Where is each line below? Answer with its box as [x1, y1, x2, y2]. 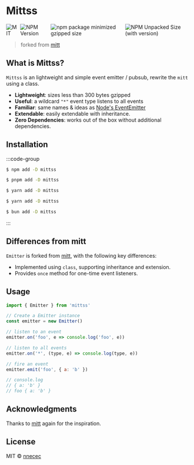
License [6, 437, 36, 447]
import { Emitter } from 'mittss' [6, 302, 91, 308]
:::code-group [6, 155, 40, 162]
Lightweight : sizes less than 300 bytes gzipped [14, 91, 131, 98]
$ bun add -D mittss [6, 209, 57, 215]
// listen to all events [6, 345, 67, 351]
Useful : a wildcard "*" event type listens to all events [14, 97, 144, 105]
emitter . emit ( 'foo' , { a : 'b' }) [6, 366, 88, 372]
